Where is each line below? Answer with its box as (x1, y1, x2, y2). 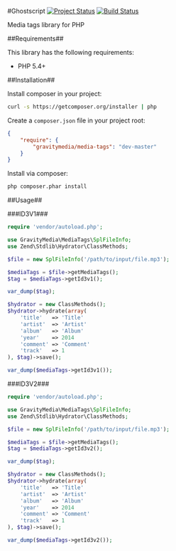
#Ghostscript (7, 7, 46, 15)
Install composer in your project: (7, 90, 102, 98)
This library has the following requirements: (7, 48, 135, 56)
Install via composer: (7, 169, 69, 178)
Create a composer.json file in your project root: (7, 116, 145, 125)
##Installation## (7, 75, 55, 84)
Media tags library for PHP (7, 21, 85, 28)
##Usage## (7, 196, 43, 204)
